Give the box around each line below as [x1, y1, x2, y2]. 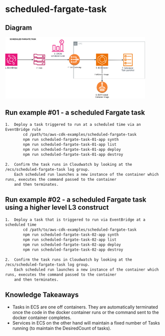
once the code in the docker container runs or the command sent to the [12, 309, 159, 315]
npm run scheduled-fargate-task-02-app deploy [23, 242, 121, 247]
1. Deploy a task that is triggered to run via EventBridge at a [5, 217, 146, 222]
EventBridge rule [5, 127, 41, 132]
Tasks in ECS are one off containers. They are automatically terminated [12, 304, 158, 310]
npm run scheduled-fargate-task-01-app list [23, 142, 117, 147]
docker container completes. [12, 315, 72, 321]
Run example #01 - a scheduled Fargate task [5, 108, 145, 117]
